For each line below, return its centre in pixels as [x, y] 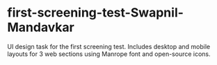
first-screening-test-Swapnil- [96, 13]
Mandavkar [41, 27]
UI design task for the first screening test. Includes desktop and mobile [109, 46]
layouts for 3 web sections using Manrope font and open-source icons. [109, 54]
